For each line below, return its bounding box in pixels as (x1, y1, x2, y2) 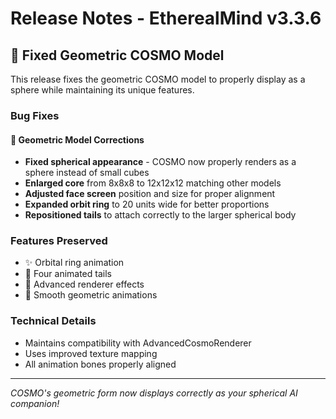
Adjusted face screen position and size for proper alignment (24, 188, 276, 200)
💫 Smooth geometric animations (24, 289, 158, 301)
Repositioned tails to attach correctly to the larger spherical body (24, 209, 297, 221)
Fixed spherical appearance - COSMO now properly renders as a (24, 156, 297, 168)
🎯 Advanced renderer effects (24, 278, 145, 291)
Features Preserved (10, 234, 108, 248)
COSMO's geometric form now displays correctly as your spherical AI (10, 387, 298, 399)
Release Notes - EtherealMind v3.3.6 (10, 7, 322, 30)
